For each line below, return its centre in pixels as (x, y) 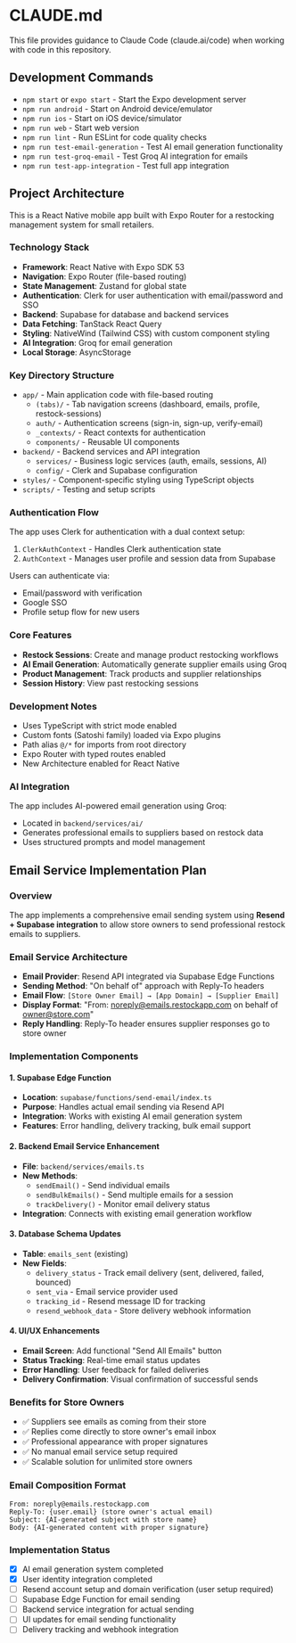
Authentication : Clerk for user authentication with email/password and (152, 295)
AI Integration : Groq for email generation (97, 342)
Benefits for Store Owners (67, 1402)
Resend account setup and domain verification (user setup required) (148, 1590)
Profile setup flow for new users (81, 612)
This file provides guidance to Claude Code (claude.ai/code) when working (147, 40)
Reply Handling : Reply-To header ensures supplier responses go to (146, 1024)
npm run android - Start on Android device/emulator (117, 109)
